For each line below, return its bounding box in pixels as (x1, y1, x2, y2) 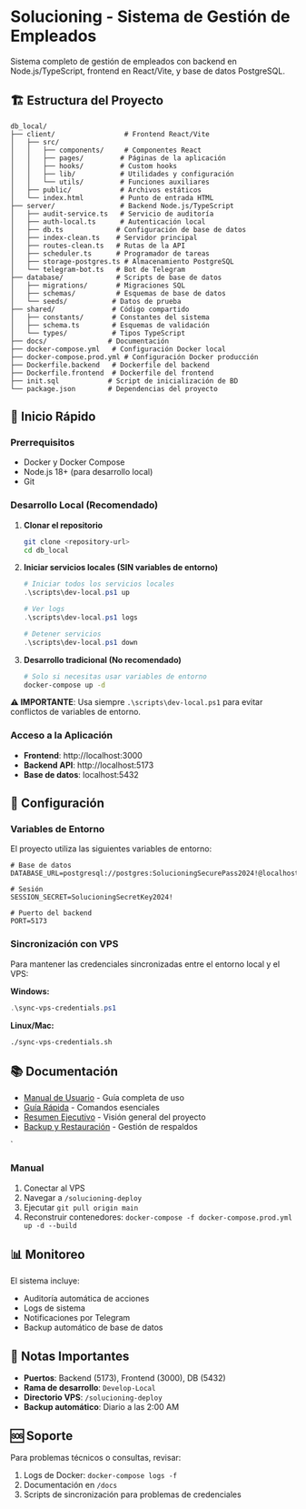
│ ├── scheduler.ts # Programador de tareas (10, 248, 210, 258)
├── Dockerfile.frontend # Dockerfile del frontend (10, 368, 214, 377)
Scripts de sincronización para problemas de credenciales (23, 1489, 242, 1500)
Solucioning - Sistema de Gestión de (10, 6, 291, 27)
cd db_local (23, 546, 69, 555)
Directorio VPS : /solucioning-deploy (23, 1392, 163, 1403)
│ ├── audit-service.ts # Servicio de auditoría (10, 209, 214, 218)
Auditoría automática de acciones (23, 1293, 150, 1304)
